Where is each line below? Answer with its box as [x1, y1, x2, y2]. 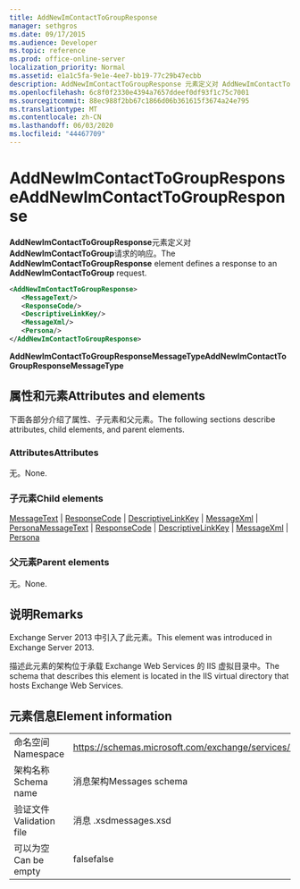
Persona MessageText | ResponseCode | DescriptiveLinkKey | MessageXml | [9, 522, 288, 533]
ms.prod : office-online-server [9, 55, 126, 63]
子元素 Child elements [9, 492, 104, 504]
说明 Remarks [9, 607, 84, 622]
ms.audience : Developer [9, 38, 98, 47]
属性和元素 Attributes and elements [9, 388, 205, 403]
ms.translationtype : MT [9, 105, 98, 114]
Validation [13, 815, 55, 827]
